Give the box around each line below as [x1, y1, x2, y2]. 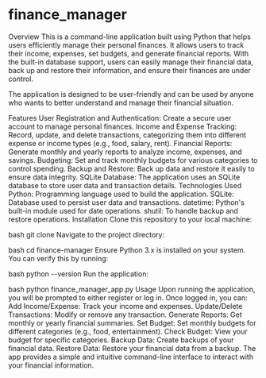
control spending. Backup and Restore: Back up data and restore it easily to [8, 164, 256, 173]
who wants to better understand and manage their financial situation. [8, 98, 234, 107]
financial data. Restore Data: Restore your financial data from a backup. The [8, 343, 256, 353]
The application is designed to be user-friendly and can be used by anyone [8, 89, 254, 98]
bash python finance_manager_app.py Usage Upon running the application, [8, 284, 256, 294]
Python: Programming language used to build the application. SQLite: [8, 189, 234, 199]
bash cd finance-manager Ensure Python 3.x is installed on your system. [8, 245, 246, 255]
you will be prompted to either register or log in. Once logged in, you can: [8, 292, 248, 303]
